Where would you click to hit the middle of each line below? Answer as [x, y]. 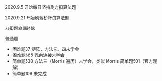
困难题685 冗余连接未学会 [38, 55]
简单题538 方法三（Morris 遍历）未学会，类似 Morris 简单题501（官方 [82, 61]
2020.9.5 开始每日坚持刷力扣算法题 [40, 7]
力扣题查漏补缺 [20, 28]
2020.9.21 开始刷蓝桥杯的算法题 [37, 18]
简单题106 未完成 [29, 73]
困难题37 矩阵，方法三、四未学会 [46, 49]
